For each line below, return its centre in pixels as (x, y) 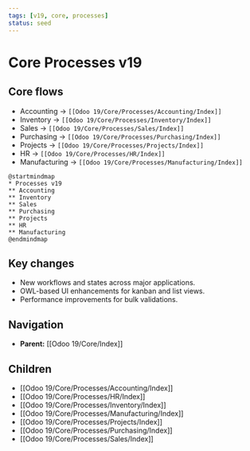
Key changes (41, 263)
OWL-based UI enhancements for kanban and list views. (112, 291)
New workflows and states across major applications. (107, 283)
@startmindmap (32, 176)
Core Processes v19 (75, 63)
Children (30, 369)
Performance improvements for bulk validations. (99, 300)
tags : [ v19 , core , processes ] (59, 16)
